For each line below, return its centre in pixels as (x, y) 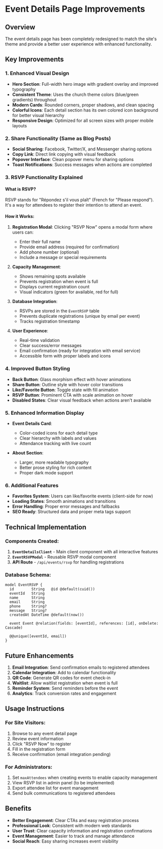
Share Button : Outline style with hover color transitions (68, 384)
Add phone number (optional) (49, 252)
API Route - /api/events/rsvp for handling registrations (68, 562)
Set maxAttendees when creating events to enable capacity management (85, 778)
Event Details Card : (32, 423)
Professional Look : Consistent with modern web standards (72, 825)
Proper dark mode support (46, 472)
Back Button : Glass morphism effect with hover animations (71, 379)
